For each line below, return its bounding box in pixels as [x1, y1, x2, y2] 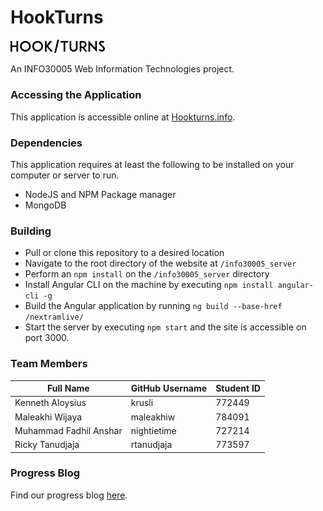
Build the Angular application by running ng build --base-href [24, 300, 283, 312]
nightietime [130, 424, 177, 436]
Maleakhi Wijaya [14, 411, 83, 423]
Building [10, 224, 52, 238]
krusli [130, 397, 154, 409]
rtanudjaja [130, 439, 173, 451]
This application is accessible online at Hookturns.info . [10, 111, 236, 123]
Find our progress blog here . [10, 489, 128, 501]
